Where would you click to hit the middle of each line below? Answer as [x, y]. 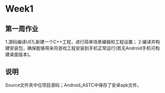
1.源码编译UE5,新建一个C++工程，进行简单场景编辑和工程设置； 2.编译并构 [82, 42]
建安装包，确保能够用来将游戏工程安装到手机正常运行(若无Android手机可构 [82, 48]
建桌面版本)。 [19, 54]
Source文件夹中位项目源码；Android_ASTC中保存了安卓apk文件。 [73, 85]
